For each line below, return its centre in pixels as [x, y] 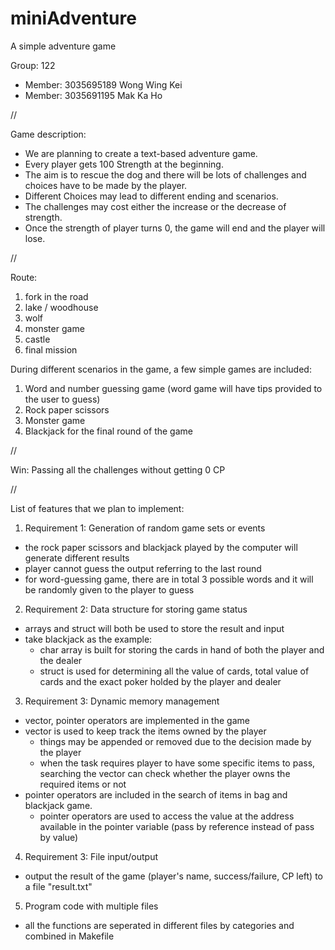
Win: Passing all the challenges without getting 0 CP [118, 469]
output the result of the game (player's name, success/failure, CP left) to [173, 876]
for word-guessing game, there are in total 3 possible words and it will [169, 579]
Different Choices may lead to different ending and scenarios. [151, 196]
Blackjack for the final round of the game [108, 431]
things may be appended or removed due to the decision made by [175, 741]
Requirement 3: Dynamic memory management [122, 701]
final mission [51, 349]
